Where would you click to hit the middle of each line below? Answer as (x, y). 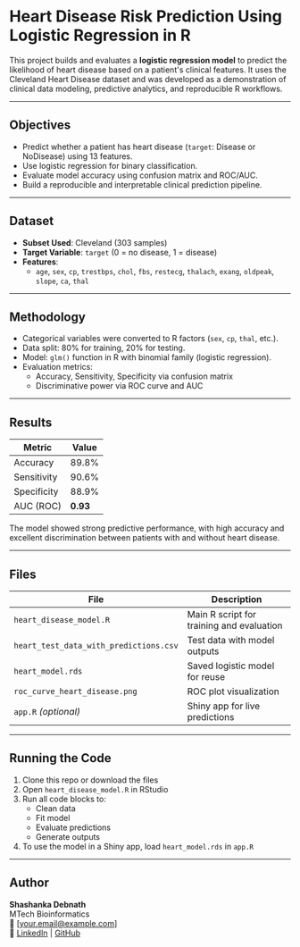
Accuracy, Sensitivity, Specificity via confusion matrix (134, 376)
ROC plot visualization (233, 691)
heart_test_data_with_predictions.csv (96, 645)
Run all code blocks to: (64, 799)
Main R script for (222, 614)
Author (29, 883)
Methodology (48, 317)
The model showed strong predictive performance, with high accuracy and (147, 528)
